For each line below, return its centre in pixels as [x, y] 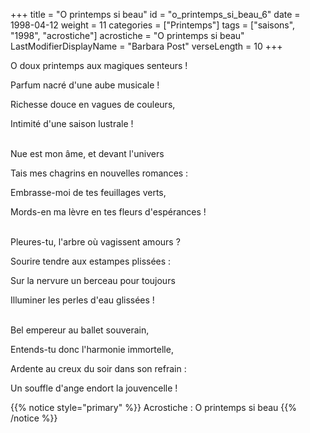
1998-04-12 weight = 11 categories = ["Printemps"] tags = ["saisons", [153, 25]
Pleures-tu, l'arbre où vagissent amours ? [95, 242]
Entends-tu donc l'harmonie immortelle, [92, 349]
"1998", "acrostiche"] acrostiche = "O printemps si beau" [127, 35]
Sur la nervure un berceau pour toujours [93, 280]
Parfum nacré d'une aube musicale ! [85, 85]
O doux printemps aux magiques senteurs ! [99, 65]
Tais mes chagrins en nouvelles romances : [99, 173]
